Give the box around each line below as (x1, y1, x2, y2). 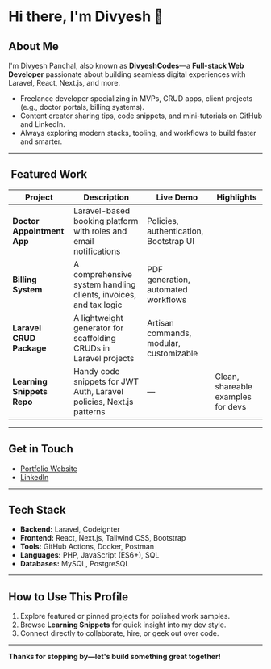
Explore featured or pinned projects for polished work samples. (19, 612, 231, 621)
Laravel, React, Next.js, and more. (8, 78, 121, 87)
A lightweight (73, 312, 123, 323)
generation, (146, 274, 191, 285)
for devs (215, 401, 247, 412)
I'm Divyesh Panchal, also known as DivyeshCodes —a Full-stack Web (8, 61, 244, 70)
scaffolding (73, 332, 117, 343)
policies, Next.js (73, 396, 134, 407)
